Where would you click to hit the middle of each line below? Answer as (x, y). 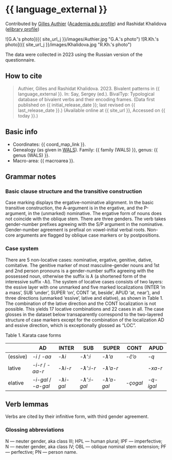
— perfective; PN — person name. (41, 452)
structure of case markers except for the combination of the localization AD (85, 320)
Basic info (21, 132)
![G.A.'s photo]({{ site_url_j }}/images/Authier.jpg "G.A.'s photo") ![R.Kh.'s (82, 39)
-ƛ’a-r (110, 368)
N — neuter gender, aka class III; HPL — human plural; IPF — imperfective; (84, 441)
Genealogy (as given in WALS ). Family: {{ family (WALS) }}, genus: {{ (85, 149)
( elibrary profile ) (22, 29)
